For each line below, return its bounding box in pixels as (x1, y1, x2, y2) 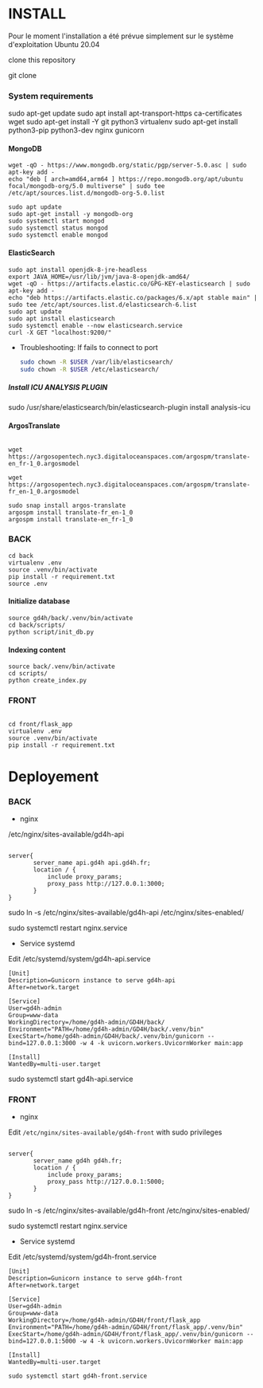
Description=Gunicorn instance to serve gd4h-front (8, 1275, 183, 1283)
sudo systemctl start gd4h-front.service (8, 1372, 148, 1380)
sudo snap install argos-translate (8, 501, 126, 509)
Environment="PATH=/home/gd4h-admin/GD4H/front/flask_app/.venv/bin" (8, 1323, 244, 1331)
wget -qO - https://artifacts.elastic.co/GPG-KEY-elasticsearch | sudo (8, 280, 250, 288)
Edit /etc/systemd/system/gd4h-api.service (8, 954, 151, 964)
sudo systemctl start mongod (8, 217, 105, 226)
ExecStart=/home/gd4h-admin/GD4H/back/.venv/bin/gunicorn (8, 1032, 204, 1040)
